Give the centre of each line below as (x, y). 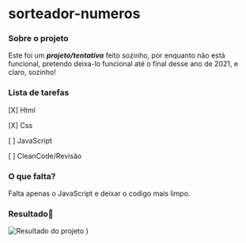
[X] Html (22, 110)
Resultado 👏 (31, 214)
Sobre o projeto (38, 39)
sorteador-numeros (74, 14)
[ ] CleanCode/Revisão (45, 155)
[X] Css (21, 125)
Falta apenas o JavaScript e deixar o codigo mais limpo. (99, 193)
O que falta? (32, 176)
